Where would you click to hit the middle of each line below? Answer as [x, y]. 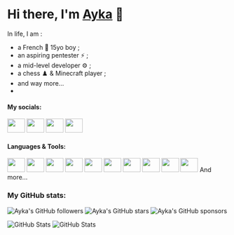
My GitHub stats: [37, 196]
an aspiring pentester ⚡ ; [53, 55]
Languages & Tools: [37, 146]
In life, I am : [25, 34]
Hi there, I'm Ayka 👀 [66, 14]
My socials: [25, 107]
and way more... [41, 83]
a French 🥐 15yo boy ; [48, 47]
